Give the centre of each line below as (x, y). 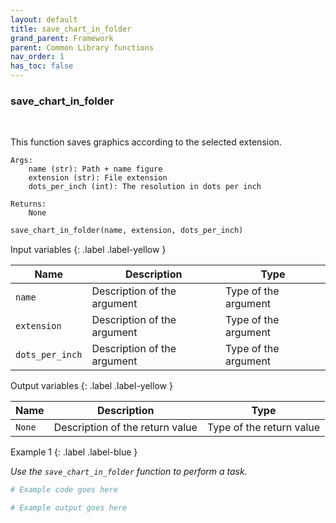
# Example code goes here (64, 490)
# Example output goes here (69, 508)
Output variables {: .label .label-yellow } (91, 386)
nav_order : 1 (37, 57)
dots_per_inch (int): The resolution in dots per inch (145, 187)
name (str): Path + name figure (95, 169)
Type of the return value (263, 428)
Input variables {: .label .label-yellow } (88, 250)
